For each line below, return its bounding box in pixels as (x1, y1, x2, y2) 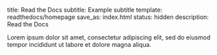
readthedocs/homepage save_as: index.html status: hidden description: (7, 13, 209, 21)
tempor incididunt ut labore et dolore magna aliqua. (7, 41, 152, 48)
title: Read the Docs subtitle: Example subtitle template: (7, 6, 163, 14)
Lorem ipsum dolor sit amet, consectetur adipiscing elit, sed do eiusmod (7, 33, 211, 41)
